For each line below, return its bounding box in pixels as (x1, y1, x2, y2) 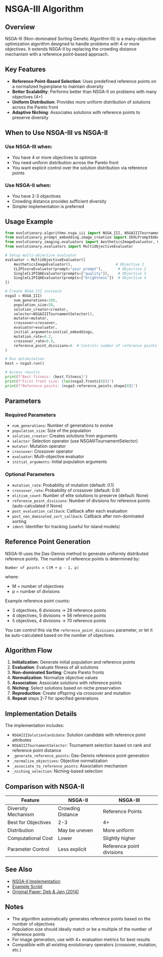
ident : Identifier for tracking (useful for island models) (12, 523, 120, 529)
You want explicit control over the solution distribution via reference (12, 165, 147, 171)
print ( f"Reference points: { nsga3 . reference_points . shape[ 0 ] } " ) (5, 383, 138, 388)
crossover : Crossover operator (12, 448, 74, 454)
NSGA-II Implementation (12, 878, 61, 884)
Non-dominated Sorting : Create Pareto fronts (12, 670, 104, 675)
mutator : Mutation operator (12, 443, 66, 449)
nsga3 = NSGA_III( (5, 293, 42, 298)
